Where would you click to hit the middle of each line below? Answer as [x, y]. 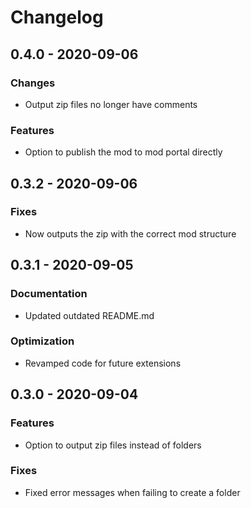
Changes [33, 83]
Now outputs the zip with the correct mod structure [130, 233]
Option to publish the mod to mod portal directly [123, 152]
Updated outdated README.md [89, 315]
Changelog [57, 17]
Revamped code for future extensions [103, 363]
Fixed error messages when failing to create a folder [132, 492]
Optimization [42, 341]
